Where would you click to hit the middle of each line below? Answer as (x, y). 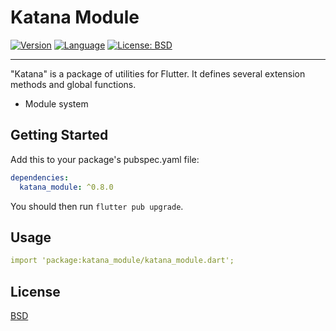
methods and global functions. (73, 84)
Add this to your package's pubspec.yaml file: (105, 159)
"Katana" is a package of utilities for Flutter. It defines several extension (158, 73)
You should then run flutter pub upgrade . (97, 206)
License (35, 291)
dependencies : (40, 177)
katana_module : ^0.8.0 (66, 187)
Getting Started (59, 135)
